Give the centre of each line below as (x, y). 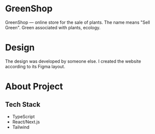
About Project (34, 87)
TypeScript (23, 116)
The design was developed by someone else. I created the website (73, 61)
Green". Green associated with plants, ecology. (53, 27)
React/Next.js (26, 122)
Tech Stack (23, 105)
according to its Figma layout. (35, 66)
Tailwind (21, 127)
